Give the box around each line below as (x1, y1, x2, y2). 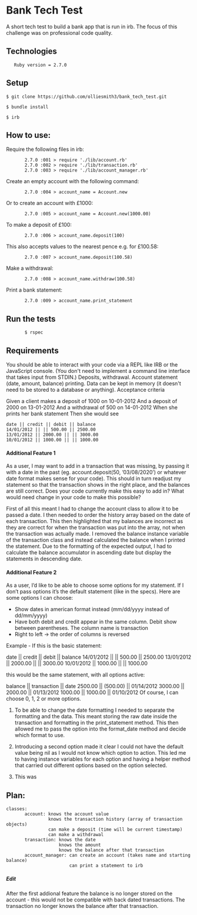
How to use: (6, 130, 51, 140)
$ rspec (24, 329, 44, 336)
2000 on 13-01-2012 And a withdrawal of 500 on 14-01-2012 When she (6, 404, 178, 411)
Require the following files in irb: (6, 146, 84, 153)
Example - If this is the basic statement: (6, 642, 102, 649)
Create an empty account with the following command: (6, 178, 139, 185)
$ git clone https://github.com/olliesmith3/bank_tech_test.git (6, 94, 167, 100)
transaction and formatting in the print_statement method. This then (14, 719, 179, 726)
